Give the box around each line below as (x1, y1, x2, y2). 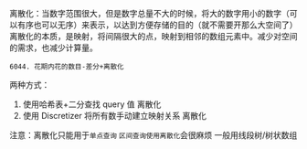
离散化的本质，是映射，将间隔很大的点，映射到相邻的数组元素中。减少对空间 (9, 31, 298, 41)
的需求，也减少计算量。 (9, 42, 98, 53)
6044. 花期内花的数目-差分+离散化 (9, 62, 124, 71)
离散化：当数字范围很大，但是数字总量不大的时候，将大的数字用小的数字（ (9, 8, 290, 18)
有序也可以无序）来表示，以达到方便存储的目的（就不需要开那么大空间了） (16, 19, 298, 30)
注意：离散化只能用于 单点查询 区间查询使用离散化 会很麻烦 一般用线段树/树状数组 (9, 130, 298, 140)
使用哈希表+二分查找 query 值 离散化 (22, 99, 162, 110)
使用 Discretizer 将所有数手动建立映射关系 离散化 (22, 111, 207, 121)
